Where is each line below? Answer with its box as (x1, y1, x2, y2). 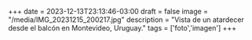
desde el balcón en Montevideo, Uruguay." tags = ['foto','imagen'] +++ (8, 24, 237, 32)
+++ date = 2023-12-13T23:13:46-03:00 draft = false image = (8, 7, 209, 16)
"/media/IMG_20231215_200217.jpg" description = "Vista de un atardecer (8, 15, 245, 24)
